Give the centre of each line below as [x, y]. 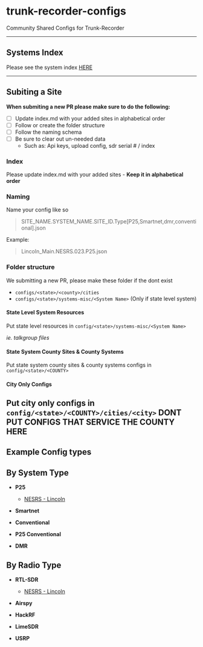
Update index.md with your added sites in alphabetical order [90, 118]
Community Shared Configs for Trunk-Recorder [66, 28]
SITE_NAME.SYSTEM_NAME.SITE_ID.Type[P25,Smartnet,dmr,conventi [108, 222]
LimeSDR [27, 627]
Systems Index [35, 53]
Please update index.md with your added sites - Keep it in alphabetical [95, 174]
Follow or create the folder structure [60, 125]
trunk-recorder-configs [66, 11]
